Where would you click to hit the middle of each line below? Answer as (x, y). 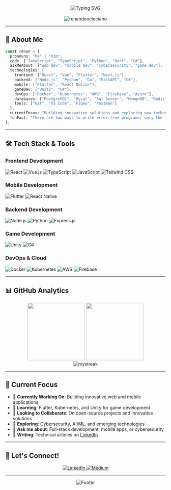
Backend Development (34, 210)
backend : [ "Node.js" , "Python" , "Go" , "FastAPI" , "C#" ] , (76, 80)
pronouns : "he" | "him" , (36, 56)
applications (25, 402)
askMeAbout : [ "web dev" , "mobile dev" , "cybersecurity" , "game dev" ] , (86, 66)
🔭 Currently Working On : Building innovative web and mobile (77, 397)
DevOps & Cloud (26, 258)
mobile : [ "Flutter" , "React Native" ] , (55, 84)
